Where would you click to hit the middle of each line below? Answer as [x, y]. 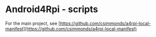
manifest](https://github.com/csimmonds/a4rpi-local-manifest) [71, 28]
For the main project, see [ [33, 23]
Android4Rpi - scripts [52, 9]
